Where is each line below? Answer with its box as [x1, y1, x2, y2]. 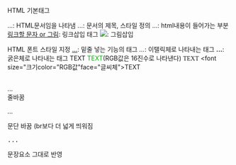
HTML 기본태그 [7, 6, 50, 14]
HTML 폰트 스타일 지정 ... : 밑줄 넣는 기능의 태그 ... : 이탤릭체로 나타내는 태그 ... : [7, 45, 225, 53]
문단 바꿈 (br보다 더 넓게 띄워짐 [7, 122, 94, 130]
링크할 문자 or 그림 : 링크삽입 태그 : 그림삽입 [7, 30, 134, 38]
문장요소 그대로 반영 [7, 150, 62, 158]
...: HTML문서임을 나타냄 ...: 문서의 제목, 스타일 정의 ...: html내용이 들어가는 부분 [7, 21, 229, 30]
